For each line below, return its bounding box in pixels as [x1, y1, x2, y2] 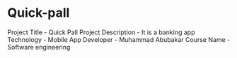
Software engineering [7, 43, 71, 51]
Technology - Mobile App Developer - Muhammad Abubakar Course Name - [7, 35, 231, 43]
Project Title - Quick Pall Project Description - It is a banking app [7, 28, 195, 36]
